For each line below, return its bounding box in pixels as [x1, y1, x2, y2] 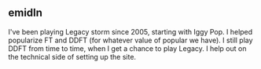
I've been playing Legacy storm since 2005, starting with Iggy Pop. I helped [8, 27, 253, 36]
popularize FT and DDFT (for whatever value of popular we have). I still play [8, 35, 253, 45]
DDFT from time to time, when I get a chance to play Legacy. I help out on [8, 43, 247, 53]
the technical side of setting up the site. [8, 52, 136, 61]
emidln [8, 6, 43, 20]
